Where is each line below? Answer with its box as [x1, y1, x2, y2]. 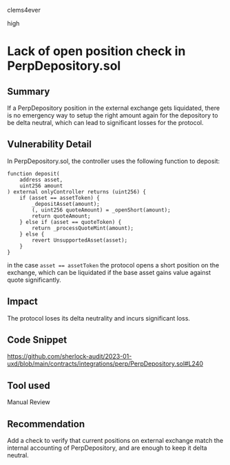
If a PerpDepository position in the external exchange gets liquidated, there [7, 104, 220, 112]
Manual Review [7, 398, 50, 406]
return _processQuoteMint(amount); [32, 225, 134, 231]
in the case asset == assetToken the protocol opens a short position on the [7, 260, 220, 269]
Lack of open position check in [7, 44, 186, 59]
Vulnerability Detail [7, 138, 92, 151]
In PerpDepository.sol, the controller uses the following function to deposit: [7, 157, 220, 165]
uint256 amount [19, 182, 63, 189]
